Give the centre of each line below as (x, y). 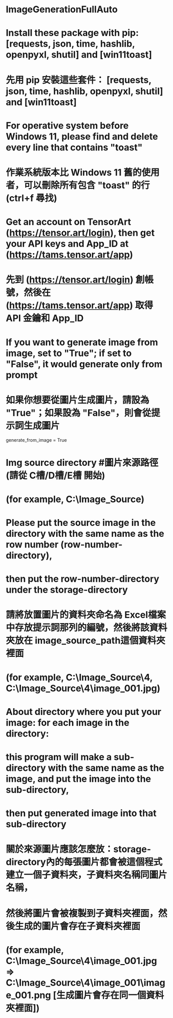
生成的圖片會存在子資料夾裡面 (78, 926)
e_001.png (28, 995)
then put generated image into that (81, 813)
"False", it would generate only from (84, 364)
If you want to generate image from (82, 342)
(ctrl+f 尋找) (32, 198)
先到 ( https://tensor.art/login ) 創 (75, 280)
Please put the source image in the (81, 523)
